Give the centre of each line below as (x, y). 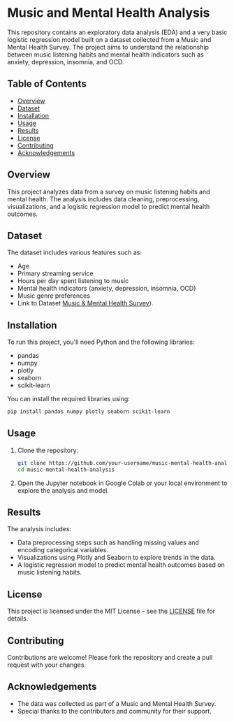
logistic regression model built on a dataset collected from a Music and (109, 39)
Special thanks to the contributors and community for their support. (114, 711)
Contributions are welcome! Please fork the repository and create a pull (110, 658)
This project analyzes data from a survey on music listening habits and (109, 192)
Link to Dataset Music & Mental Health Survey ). (85, 303)
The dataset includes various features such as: (74, 252)
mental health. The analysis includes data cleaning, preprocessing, (103, 199)
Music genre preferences (54, 296)
